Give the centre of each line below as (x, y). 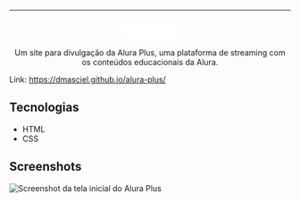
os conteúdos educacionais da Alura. (150, 62)
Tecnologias (44, 108)
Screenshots (46, 167)
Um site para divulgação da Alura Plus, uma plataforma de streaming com (150, 53)
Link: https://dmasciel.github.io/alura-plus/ (88, 80)
